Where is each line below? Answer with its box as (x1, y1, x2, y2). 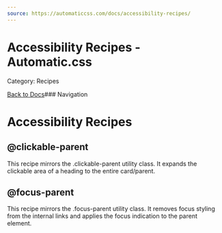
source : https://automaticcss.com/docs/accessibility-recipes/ (7, 10, 191, 17)
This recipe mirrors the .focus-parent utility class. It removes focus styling (7, 205, 215, 213)
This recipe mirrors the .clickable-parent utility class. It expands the (7, 159, 197, 168)
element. (7, 219, 32, 228)
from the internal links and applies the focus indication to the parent (7, 212, 198, 220)
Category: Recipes (7, 77, 59, 85)
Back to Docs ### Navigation (7, 90, 88, 98)
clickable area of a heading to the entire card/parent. (7, 167, 156, 175)
